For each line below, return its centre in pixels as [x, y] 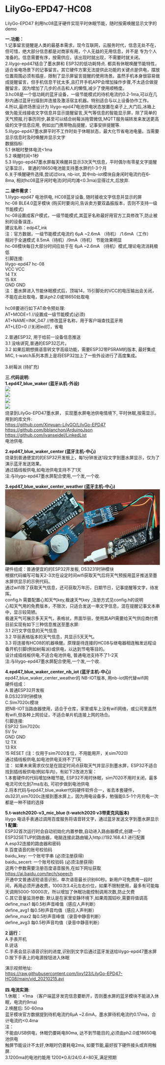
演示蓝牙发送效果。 [25, 464]
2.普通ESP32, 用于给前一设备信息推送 [43, 337]
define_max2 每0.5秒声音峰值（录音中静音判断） [54, 916]
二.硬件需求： [19, 191]
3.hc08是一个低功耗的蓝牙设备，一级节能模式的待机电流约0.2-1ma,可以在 [79, 94]
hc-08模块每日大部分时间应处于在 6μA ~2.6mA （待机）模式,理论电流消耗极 [82, 246]
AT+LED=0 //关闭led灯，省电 [34, 326]
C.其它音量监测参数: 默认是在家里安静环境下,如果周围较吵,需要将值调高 [77, 898]
